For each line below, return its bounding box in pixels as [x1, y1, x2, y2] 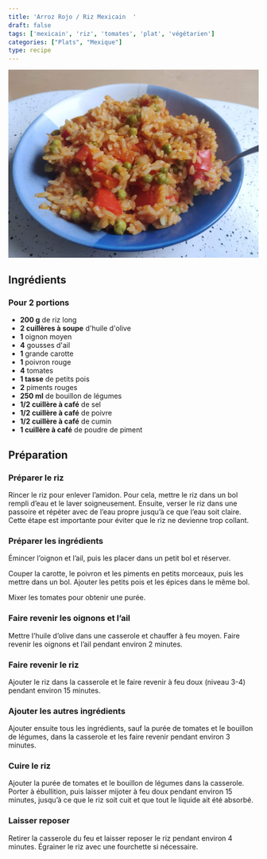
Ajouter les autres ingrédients [8, 705, 126, 716]
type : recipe [8, 46, 52, 55]
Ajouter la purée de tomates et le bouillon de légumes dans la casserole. [8, 779, 245, 788]
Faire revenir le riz [8, 659, 79, 670]
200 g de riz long [19, 315, 77, 325]
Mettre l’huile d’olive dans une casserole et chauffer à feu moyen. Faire [8, 631, 240, 640]
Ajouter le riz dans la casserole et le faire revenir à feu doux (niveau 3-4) [8, 677, 246, 686]
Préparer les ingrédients [8, 535, 104, 546]
